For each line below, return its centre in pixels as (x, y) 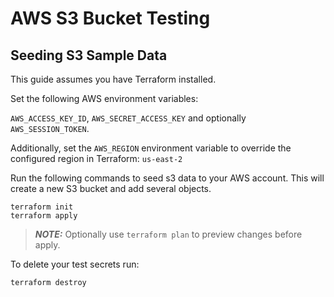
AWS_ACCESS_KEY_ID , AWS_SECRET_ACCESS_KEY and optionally (128, 118)
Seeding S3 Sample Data (89, 55)
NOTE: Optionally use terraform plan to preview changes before (168, 234)
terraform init (42, 207)
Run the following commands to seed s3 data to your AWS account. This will (167, 178)
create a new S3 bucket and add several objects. (111, 188)
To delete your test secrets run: (75, 264)
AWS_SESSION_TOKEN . (50, 128)
